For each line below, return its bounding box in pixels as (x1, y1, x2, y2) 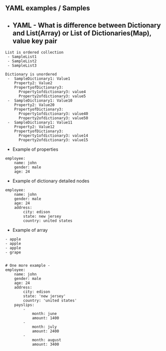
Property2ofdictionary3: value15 (18, 138, 88, 143)
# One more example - (5, 263, 50, 268)
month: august (31, 337, 61, 342)
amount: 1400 (31, 315, 59, 321)
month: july (31, 324, 57, 329)
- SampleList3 (7, 63, 37, 68)
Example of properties (12, 146, 58, 152)
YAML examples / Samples (5, 4, 90, 13)
